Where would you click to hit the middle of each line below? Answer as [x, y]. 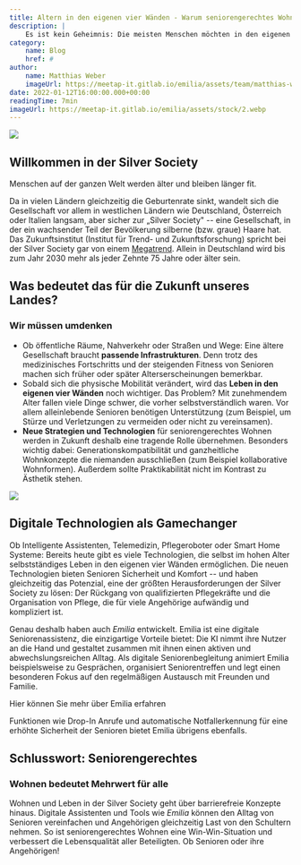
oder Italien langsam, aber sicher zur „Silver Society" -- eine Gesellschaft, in [150, 220]
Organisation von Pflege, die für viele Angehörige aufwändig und [129, 602]
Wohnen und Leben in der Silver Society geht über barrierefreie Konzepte [145, 803]
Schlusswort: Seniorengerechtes [103, 758]
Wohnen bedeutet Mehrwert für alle [89, 784]
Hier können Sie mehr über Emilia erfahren [88, 703]
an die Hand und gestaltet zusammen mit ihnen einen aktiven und [130, 648]
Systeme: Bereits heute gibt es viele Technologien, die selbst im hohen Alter [150, 554]
